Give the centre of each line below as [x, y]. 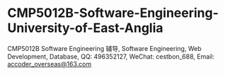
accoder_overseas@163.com [50, 64]
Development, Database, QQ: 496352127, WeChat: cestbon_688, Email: [111, 56]
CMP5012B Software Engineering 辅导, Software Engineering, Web [104, 48]
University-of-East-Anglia [86, 28]
